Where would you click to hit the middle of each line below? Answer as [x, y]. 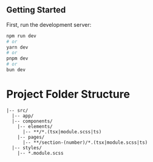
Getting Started [36, 10]
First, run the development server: [49, 24]
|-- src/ [17, 110]
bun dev [16, 70]
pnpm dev [17, 58]
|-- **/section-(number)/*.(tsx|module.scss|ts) [85, 143]
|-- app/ [23, 116]
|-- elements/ [35, 126]
